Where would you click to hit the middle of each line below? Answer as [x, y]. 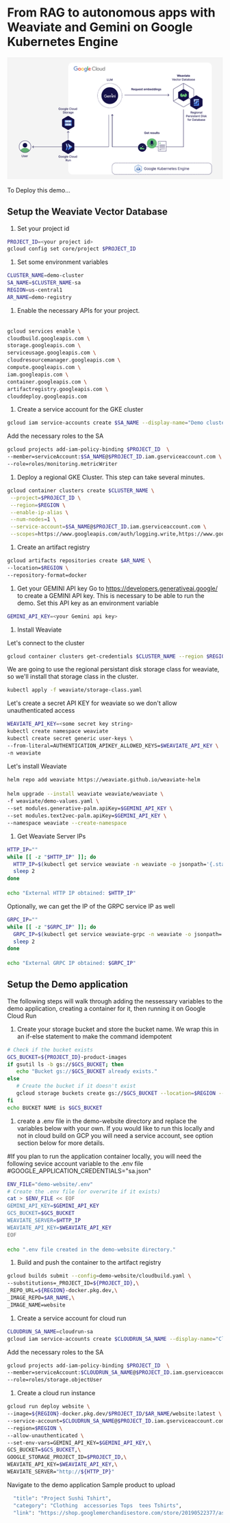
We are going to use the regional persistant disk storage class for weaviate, [113, 669]
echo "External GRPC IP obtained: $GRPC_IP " [72, 964]
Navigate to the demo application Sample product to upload [91, 1485]
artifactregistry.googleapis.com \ [58, 389]
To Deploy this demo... [39, 190]
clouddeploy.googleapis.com [47, 397]
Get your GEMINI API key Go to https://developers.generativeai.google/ [117, 588]
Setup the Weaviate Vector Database [87, 212]
